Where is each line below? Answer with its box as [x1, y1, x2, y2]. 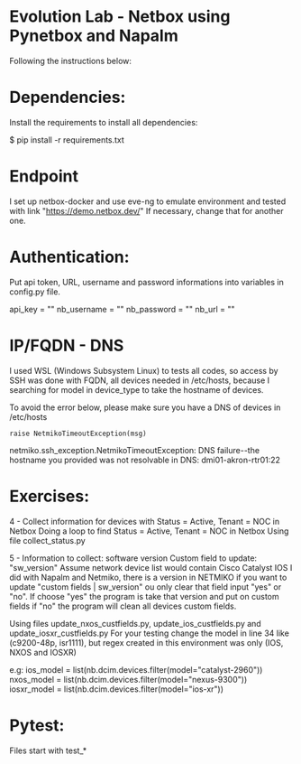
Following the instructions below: [9, 55, 132, 66]
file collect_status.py [9, 535, 86, 545]
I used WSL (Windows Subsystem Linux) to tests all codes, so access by [9, 365, 278, 376]
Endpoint [9, 166, 79, 187]
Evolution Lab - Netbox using [9, 6, 231, 27]
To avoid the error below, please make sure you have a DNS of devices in [9, 402, 281, 413]
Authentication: [9, 247, 130, 267]
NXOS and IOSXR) [9, 647, 77, 657]
